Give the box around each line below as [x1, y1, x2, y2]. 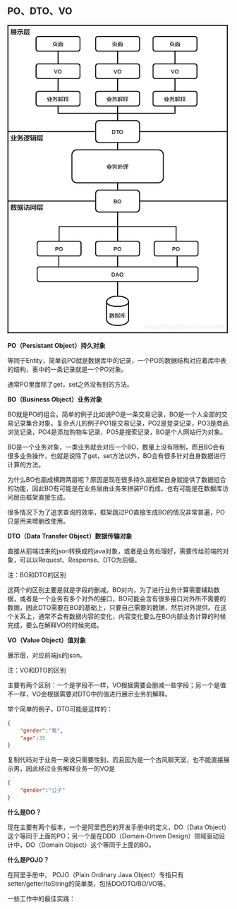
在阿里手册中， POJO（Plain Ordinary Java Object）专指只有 [7, 870, 184, 879]
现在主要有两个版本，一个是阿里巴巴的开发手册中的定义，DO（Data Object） [7, 823, 227, 831]
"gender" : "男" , [20, 727, 63, 734]
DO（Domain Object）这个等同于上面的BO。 [25, 841, 155, 849]
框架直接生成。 [25, 493, 69, 501]
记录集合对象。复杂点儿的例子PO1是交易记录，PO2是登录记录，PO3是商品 [13, 419, 229, 427]
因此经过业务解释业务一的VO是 [25, 764, 115, 773]
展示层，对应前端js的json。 [7, 651, 87, 659]
